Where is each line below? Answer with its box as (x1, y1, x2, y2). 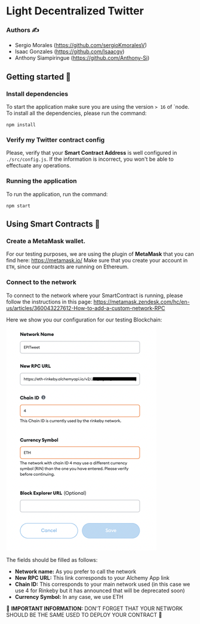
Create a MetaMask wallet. (6, 237, 85, 246)
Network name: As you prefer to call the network (14, 568, 136, 575)
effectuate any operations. (6, 162, 72, 169)
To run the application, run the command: (6, 190, 108, 198)
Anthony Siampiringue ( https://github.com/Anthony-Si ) (14, 54, 150, 62)
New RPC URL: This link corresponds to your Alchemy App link (14, 574, 170, 581)
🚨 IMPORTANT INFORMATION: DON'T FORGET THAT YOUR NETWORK (6, 605, 183, 612)
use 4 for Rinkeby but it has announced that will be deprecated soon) (14, 587, 185, 594)
